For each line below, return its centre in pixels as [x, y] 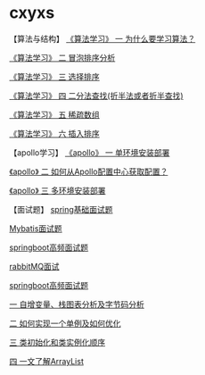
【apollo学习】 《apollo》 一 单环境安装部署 [90, 152]
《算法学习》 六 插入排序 [54, 133]
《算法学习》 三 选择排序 [54, 76]
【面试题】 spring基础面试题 [61, 209]
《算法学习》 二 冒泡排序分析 [62, 57]
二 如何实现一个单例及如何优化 [65, 323]
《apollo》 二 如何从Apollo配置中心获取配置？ [89, 171]
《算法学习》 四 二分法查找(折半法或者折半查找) [97, 96]
